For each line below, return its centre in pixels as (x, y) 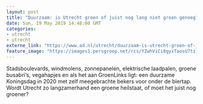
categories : (21, 29)
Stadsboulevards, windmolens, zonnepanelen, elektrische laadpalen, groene (101, 68)
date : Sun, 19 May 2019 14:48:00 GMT (54, 23)
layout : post (23, 12)
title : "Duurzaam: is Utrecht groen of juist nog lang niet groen (92, 18)
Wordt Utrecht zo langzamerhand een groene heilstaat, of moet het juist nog (101, 88)
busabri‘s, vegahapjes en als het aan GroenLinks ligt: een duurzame (91, 75)
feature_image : (25, 51)
